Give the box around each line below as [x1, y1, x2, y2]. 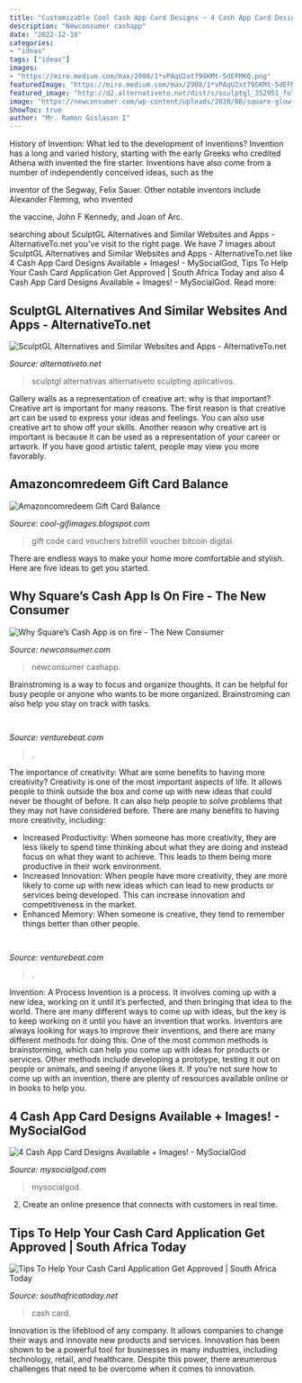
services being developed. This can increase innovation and [22, 889, 245, 900]
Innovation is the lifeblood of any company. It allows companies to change [9, 1324, 284, 1335]
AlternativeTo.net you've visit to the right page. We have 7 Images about [9, 239, 276, 249]
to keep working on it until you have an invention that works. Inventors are [9, 1016, 283, 1026]
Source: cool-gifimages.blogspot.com [9, 518, 150, 529]
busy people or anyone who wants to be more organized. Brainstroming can [9, 688, 290, 699]
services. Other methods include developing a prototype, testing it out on [9, 1054, 280, 1065]
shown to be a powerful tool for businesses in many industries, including [9, 1343, 278, 1355]
